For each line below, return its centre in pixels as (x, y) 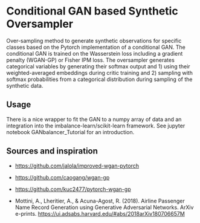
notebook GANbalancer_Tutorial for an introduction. (70, 132)
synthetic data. (25, 85)
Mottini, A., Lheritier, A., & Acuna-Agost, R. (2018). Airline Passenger (100, 201)
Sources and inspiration (52, 151)
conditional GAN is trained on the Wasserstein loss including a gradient (95, 53)
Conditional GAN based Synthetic (92, 11)
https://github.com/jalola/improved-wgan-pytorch (77, 166)
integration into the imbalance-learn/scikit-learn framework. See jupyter (96, 126)
